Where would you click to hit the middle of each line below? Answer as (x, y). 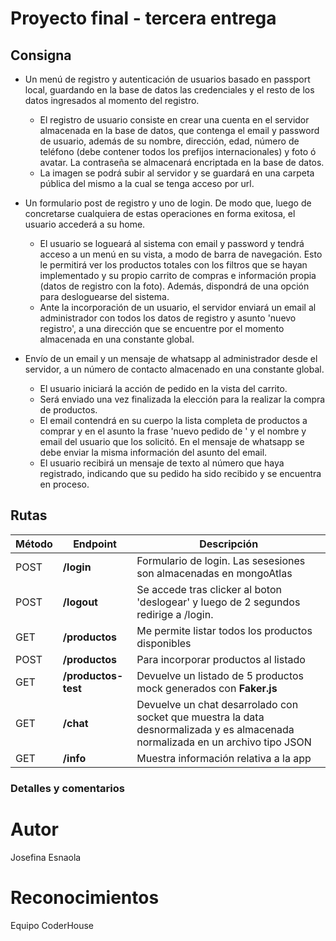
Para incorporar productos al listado (221, 659)
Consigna (41, 55)
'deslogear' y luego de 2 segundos (218, 602)
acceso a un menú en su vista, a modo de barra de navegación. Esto (181, 254)
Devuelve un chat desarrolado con (217, 704)
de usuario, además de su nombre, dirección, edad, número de (169, 141)
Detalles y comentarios (67, 788)
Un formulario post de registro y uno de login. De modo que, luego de (168, 203)
